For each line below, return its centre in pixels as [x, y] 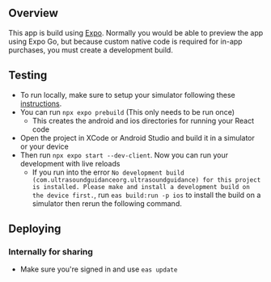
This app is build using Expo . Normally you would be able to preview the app [136, 32]
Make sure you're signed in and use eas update [99, 269]
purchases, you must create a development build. [91, 50]
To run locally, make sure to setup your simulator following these [128, 95]
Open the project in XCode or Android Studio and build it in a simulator [137, 137]
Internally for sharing [51, 251]
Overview [34, 13]
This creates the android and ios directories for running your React [143, 120]
